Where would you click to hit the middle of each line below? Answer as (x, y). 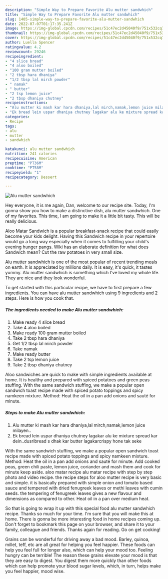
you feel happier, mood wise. (35, 571)
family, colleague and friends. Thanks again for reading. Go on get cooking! (83, 530)
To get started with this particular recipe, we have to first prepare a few (78, 288)
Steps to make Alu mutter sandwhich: (45, 412)
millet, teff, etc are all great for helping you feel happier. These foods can (80, 545)
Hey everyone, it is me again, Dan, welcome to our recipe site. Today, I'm (80, 205)
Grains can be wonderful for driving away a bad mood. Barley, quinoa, (77, 539)
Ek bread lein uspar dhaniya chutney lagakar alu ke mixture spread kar (85, 436)
